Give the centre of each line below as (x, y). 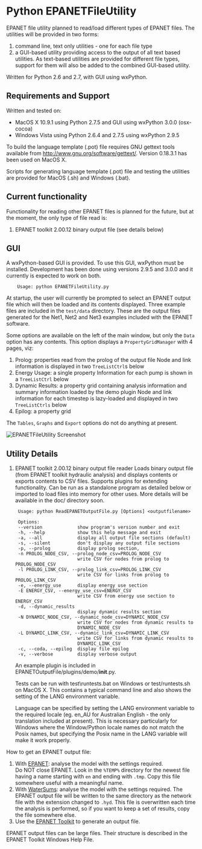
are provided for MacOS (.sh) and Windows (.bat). (68, 178)
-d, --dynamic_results (46, 607)
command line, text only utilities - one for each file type (84, 46)
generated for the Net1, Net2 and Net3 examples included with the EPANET (99, 317)
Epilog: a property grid (43, 412)
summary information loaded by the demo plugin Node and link (93, 392)
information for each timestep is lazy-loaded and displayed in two (96, 399)
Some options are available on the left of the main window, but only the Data (100, 335)
